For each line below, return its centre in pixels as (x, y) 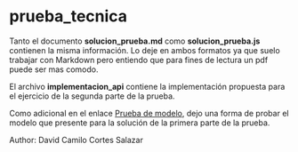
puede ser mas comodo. (54, 69)
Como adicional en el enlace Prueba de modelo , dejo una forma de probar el (149, 113)
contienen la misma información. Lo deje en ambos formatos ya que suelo (145, 50)
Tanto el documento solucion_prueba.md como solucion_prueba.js (135, 41)
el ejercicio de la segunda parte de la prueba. (92, 96)
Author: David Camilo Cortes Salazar (77, 140)
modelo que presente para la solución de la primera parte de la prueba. (140, 123)
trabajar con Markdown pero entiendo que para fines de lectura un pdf (139, 60)
